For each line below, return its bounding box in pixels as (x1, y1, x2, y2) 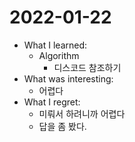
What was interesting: (23, 72, 114, 85)
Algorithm (38, 49, 80, 61)
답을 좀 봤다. (38, 120, 87, 132)
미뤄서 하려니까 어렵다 (38, 107, 126, 120)
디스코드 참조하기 (53, 61, 122, 73)
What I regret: (23, 96, 81, 108)
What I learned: (23, 39, 88, 51)
